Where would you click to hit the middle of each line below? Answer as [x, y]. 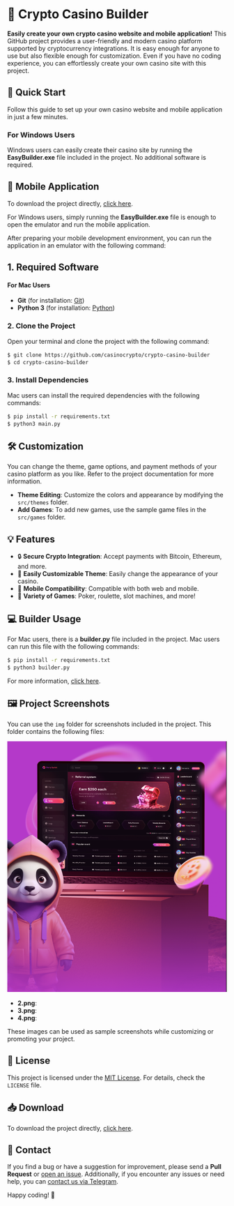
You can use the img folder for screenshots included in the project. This [109, 724]
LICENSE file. [24, 1085]
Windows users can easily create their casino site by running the [100, 150]
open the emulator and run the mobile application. [79, 224]
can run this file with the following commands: [73, 646]
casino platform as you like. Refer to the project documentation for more [111, 474]
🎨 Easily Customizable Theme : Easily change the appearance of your [117, 574]
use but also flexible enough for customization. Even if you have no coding [114, 56]
